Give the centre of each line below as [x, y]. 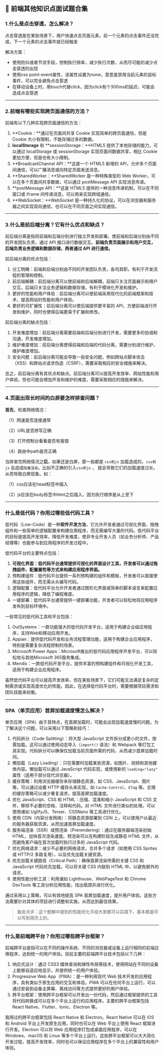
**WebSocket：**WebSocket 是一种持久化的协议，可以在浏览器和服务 [84, 200]
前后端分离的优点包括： [29, 259]
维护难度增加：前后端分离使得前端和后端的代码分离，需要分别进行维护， [85, 345]
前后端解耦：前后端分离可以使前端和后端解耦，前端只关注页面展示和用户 [85, 282]
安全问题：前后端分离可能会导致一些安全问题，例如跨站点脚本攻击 [78, 357]
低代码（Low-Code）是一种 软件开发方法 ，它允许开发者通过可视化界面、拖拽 [82, 524]
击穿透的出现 [25, 68]
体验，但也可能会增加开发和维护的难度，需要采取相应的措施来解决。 [78, 380]
